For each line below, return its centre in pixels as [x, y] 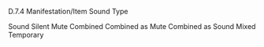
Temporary [26, 35]
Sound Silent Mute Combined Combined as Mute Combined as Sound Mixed [132, 26]
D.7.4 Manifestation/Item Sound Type [68, 11]
